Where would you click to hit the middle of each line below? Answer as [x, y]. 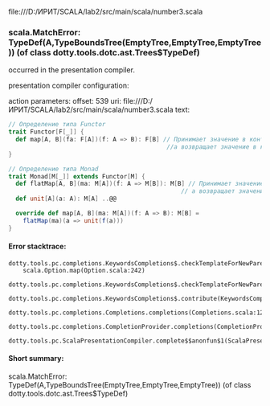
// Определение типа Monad [53, 169]
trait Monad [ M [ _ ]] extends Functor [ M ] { [77, 176]
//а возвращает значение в [212, 147]
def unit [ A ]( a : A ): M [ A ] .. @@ [66, 199]
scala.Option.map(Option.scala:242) [84, 270]
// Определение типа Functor [57, 125]
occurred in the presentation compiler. [72, 70]
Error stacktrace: [37, 246]
